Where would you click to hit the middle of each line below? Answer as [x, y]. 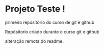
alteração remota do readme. [34, 41]
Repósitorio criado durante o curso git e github [52, 32]
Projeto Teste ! [35, 9]
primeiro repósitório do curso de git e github [50, 22]
